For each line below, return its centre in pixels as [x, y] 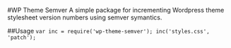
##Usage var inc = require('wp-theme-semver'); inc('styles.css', [108, 31]
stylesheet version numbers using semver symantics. [85, 17]
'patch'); [22, 38]
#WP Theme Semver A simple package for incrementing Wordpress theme [116, 10]
